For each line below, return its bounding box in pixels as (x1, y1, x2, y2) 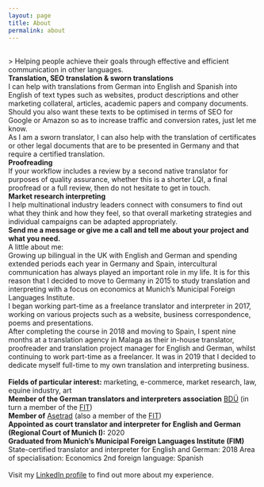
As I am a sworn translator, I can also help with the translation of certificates (8, 133, 256, 142)
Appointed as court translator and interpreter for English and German (8, 419, 241, 429)
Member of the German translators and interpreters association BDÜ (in (8, 394, 250, 404)
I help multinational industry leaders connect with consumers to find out (8, 200, 243, 210)
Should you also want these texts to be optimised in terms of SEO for (8, 107, 233, 117)
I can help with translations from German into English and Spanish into (8, 82, 238, 91)
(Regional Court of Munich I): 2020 (8, 428, 125, 438)
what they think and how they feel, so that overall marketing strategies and (8, 208, 252, 218)
